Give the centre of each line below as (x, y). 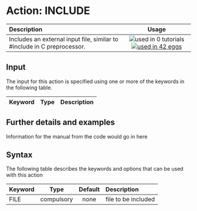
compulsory (57, 199)
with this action (24, 175)
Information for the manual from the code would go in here (77, 136)
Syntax (19, 155)
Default (89, 189)
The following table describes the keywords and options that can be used (95, 169)
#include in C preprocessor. (47, 46)
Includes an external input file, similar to (64, 39)
